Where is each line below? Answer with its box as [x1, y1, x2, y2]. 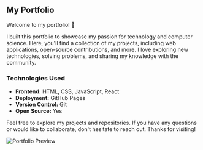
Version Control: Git [15, 101, 67, 109]
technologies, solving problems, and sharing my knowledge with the [6, 52, 179, 60]
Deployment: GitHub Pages [15, 95, 86, 102]
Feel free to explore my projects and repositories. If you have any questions [6, 119, 197, 127]
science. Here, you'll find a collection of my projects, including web [6, 39, 177, 46]
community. [6, 59, 36, 66]
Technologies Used [6, 74, 66, 82]
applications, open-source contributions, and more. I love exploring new [6, 46, 189, 53]
